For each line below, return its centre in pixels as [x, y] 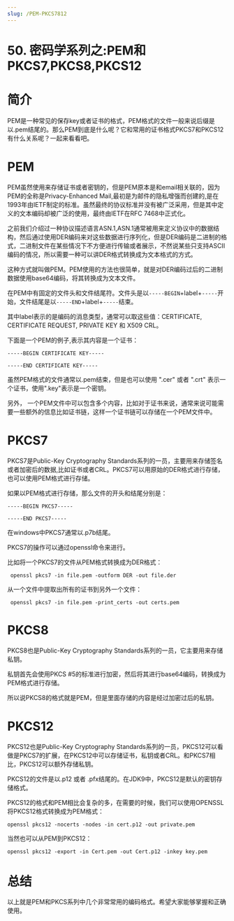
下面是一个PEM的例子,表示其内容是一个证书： [73, 340]
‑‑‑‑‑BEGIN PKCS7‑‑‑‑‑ [40, 506]
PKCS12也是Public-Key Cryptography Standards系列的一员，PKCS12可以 [112, 746]
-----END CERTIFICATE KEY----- [53, 365]
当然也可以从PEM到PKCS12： [50, 838]
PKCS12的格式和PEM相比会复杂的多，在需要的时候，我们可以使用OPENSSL [116, 802]
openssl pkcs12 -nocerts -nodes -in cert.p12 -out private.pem [101, 824]
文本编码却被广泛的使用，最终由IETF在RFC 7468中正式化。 [104, 213]
